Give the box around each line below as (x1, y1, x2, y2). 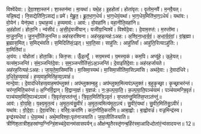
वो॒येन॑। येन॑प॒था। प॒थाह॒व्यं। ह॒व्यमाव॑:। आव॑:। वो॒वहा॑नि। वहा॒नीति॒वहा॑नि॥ (6, 19, 140, 26)
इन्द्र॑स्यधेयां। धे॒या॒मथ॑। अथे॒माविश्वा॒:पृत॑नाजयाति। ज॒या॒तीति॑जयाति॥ (6, 114, 130, 120)
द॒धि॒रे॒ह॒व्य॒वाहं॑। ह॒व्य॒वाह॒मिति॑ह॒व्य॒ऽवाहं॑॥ (6, 73, 74, 80)
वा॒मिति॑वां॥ (6, 46, 26, 53)
